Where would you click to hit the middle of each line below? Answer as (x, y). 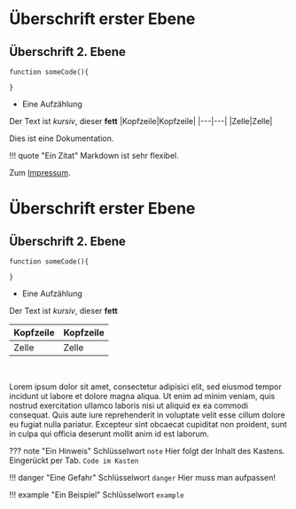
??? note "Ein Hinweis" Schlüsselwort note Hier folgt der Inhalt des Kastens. (147, 451)
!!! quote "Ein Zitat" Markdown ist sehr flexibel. (94, 156)
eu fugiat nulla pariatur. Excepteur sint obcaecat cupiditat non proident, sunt (148, 424)
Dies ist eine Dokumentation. (62, 138)
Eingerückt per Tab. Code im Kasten (74, 460)
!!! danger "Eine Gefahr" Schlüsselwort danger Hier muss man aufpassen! (143, 478)
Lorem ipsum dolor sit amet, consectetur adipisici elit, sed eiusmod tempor (145, 387)
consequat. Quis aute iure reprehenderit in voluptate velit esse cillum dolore (147, 415)
